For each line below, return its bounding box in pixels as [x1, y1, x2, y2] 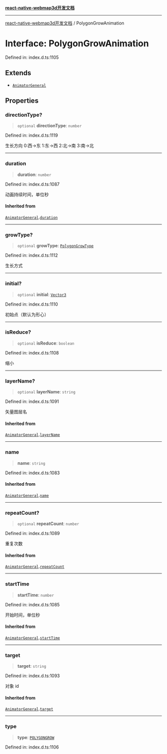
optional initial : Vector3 [17, 291, 67, 297]
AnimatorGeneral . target [5, 706, 54, 712]
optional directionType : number [17, 123, 82, 129]
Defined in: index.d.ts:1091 [5, 398, 59, 404]
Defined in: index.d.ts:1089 [5, 531, 60, 537]
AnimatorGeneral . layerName [5, 431, 60, 438]
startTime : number [17, 592, 54, 598]
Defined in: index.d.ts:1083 [5, 470, 60, 476]
